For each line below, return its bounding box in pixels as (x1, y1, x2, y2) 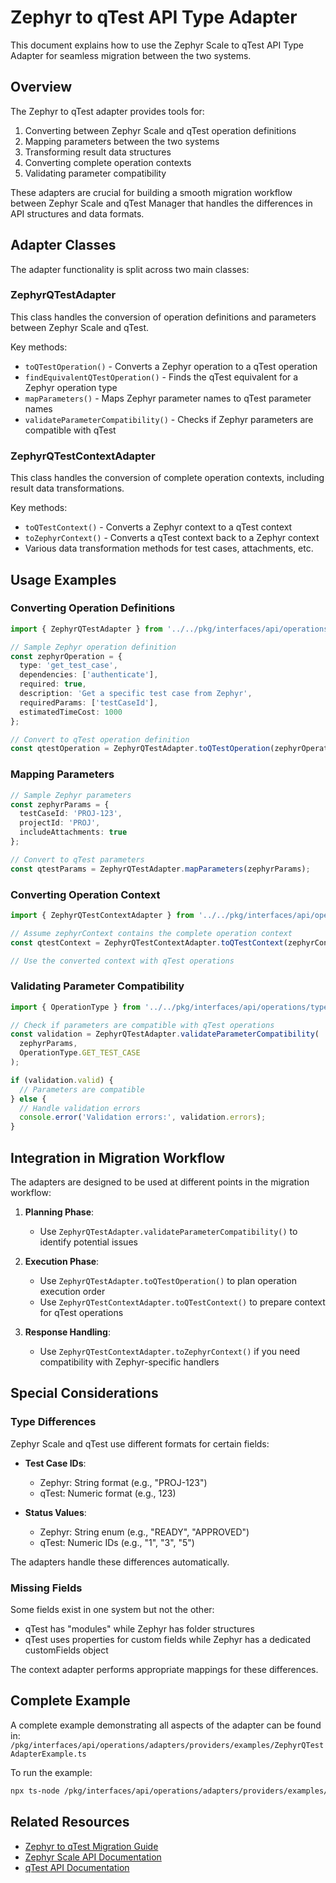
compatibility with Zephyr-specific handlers (39, 1356, 220, 1368)
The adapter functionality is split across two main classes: (10, 263, 250, 275)
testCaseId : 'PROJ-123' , (19, 809, 123, 819)
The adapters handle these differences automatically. (10, 1556, 230, 1568)
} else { (10, 1094, 47, 1104)
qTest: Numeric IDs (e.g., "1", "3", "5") (39, 1536, 195, 1548)
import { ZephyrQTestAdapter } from (10, 624, 163, 634)
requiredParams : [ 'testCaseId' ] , (19, 697, 159, 708)
